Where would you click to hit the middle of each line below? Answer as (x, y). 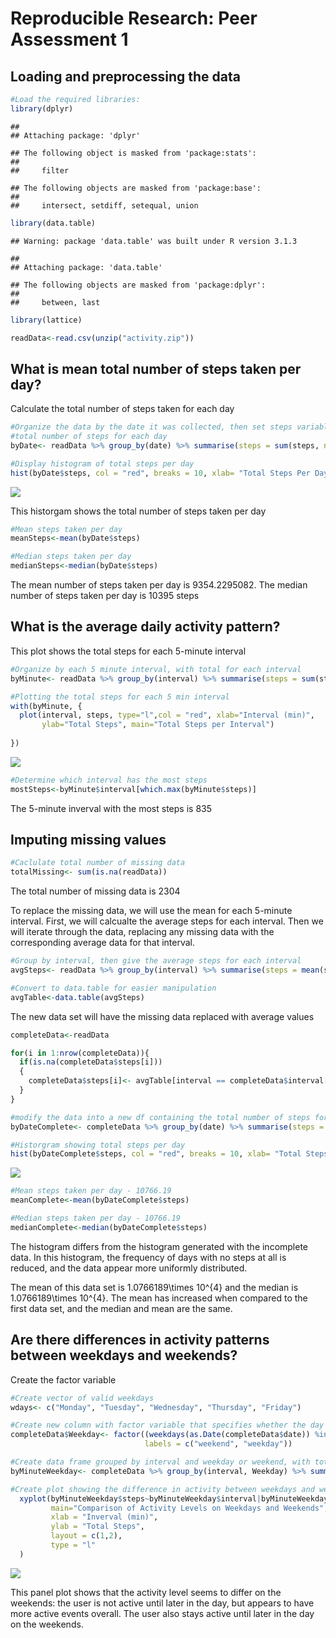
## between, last (55, 302)
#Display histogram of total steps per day (102, 463)
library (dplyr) (42, 108)
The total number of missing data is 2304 (95, 891)
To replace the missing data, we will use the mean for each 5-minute (151, 911)
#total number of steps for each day (89, 437)
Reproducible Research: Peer (134, 18)
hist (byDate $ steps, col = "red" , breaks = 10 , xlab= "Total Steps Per (160, 473)
